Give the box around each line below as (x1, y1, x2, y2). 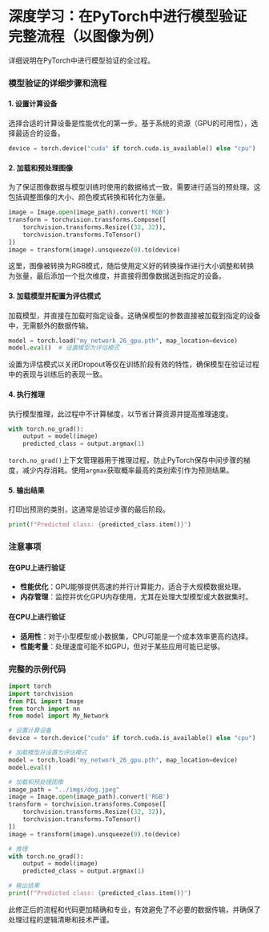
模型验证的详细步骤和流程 (8, 77, 107, 88)
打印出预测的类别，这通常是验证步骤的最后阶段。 (8, 505, 170, 514)
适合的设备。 (22, 129, 65, 138)
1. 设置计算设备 (8, 99, 58, 108)
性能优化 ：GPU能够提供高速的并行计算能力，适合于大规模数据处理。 (19, 582, 246, 591)
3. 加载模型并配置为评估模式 (8, 291, 102, 300)
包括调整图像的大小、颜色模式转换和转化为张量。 (8, 192, 170, 202)
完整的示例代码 (8, 664, 66, 675)
